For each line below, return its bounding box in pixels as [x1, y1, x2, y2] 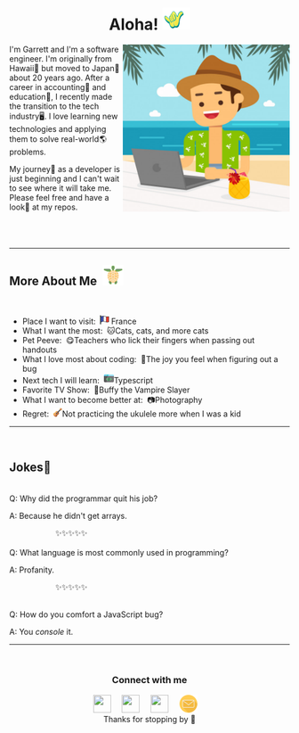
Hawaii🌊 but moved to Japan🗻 [9, 62, 120, 73]
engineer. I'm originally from [9, 53, 113, 64]
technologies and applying [9, 123, 107, 134]
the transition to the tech [9, 101, 100, 111]
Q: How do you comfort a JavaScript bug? [9, 609, 164, 620]
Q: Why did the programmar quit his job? [9, 493, 158, 504]
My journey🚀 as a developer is [9, 163, 120, 174]
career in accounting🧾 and [9, 81, 107, 92]
